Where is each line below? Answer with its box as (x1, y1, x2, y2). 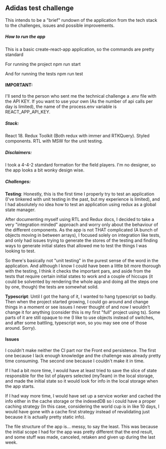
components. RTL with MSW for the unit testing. (5, 138, 103, 144)
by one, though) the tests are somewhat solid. (5, 283, 99, 289)
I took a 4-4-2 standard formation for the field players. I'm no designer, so (5, 162, 156, 168)
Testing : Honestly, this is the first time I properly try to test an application (5, 191, 155, 197)
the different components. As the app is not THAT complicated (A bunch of (5, 226, 159, 232)
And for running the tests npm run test (5, 70, 83, 76)
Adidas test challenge (5, 4, 74, 12)
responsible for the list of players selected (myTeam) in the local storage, (5, 373, 155, 379)
